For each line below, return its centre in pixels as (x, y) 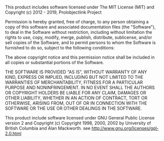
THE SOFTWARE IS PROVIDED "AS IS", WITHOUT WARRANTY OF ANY (76, 72)
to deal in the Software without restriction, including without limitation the (79, 32)
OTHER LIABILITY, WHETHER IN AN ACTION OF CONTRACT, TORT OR (76, 98)
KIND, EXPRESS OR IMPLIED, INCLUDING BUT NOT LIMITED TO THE (74, 77)
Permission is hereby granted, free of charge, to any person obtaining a (77, 22)
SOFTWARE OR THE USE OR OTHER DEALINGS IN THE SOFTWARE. (73, 108)
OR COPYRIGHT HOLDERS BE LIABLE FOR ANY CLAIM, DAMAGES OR (76, 93)
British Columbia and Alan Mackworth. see (48, 128)
